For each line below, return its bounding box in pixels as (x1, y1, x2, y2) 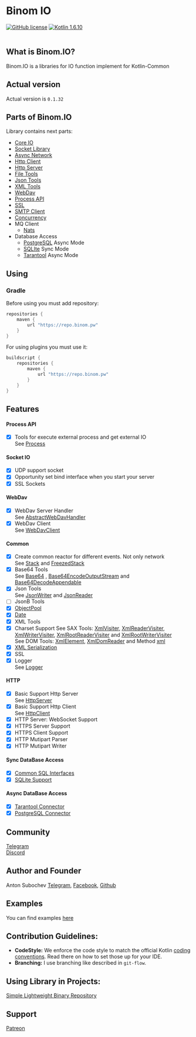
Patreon (6, 1025, 25, 1032)
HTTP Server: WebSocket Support (14, 716, 98, 723)
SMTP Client (14, 208, 45, 215)
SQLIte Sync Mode (23, 245, 69, 252)
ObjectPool (14, 605, 42, 612)
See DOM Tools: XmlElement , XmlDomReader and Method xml (14, 637, 165, 645)
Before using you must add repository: (6, 300, 99, 307)
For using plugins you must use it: (6, 344, 88, 351)
